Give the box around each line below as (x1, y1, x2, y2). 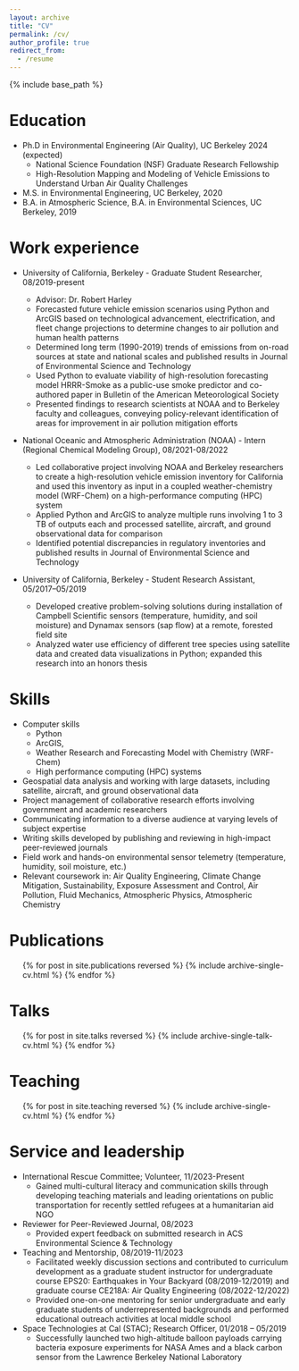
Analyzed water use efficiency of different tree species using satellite (35, 638, 290, 649)
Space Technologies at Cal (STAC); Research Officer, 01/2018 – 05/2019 (21, 1323, 287, 1333)
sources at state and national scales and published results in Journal (35, 350, 288, 362)
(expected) (21, 149, 63, 160)
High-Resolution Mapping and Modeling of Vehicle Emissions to (35, 168, 270, 179)
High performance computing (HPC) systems (35, 766, 203, 777)
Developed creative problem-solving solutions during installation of (35, 601, 283, 611)
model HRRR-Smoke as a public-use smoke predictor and (35, 379, 248, 390)
